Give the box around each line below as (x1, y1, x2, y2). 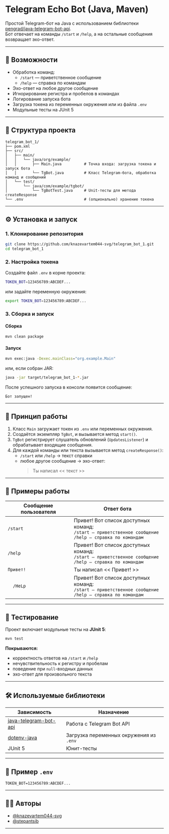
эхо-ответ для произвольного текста (12, 671, 92, 677)
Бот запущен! (5, 394, 33, 399)
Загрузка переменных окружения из (66, 732, 156, 739)
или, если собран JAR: (5, 365, 54, 371)
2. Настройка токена (5, 258, 59, 265)
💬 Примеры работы (5, 487, 70, 495)
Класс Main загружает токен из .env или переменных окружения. (12, 425, 153, 432)
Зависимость (17, 709, 52, 716)
